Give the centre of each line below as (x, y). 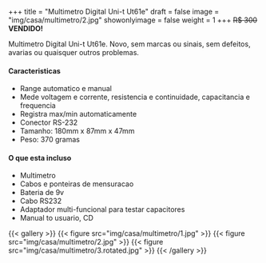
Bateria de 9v (42, 193)
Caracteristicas (35, 70)
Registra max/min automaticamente (78, 114)
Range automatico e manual (66, 89)
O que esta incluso (40, 157)
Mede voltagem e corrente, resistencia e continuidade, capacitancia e (135, 97)
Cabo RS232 (41, 201)
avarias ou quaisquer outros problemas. (74, 52)
